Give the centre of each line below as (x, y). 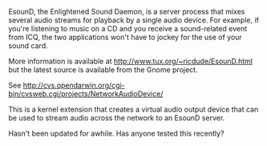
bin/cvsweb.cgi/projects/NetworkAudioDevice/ (86, 94)
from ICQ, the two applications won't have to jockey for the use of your (125, 37)
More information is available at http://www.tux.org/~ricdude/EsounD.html (130, 61)
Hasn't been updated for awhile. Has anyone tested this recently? (116, 133)
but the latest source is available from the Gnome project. (103, 70)
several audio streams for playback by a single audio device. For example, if (133, 20)
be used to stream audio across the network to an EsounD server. (117, 118)
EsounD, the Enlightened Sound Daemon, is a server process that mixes (127, 12)
